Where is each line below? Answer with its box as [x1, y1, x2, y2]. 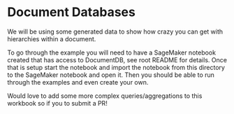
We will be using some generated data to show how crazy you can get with [7, 27, 224, 36]
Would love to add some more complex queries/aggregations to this [7, 92, 203, 100]
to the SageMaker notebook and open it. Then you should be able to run [7, 71, 215, 79]
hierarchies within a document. [7, 34, 96, 43]
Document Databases [7, 4, 136, 20]
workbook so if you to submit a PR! [7, 99, 108, 107]
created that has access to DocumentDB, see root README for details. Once [7, 55, 227, 64]
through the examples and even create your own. [7, 78, 149, 86]
